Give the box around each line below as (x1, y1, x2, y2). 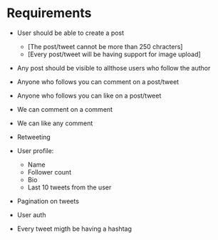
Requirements (6, 5, 92, 21)
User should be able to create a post (16, 28, 125, 37)
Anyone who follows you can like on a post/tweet (16, 91, 162, 100)
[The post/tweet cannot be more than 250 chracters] (27, 42, 183, 51)
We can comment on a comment (16, 105, 113, 113)
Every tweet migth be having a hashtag (16, 224, 133, 233)
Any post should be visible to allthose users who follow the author (16, 63, 211, 72)
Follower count (27, 167, 72, 176)
